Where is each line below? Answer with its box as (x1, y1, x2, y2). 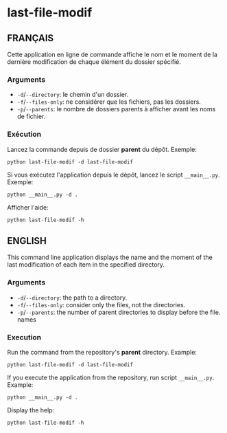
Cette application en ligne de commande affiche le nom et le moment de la (7, 50, 218, 58)
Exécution (7, 129, 42, 139)
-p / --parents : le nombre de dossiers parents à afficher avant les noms (16, 105, 216, 113)
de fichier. (16, 112, 46, 121)
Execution (7, 332, 42, 342)
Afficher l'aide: (7, 203, 49, 211)
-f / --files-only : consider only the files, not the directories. (16, 300, 186, 309)
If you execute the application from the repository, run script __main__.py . (7, 373, 215, 381)
